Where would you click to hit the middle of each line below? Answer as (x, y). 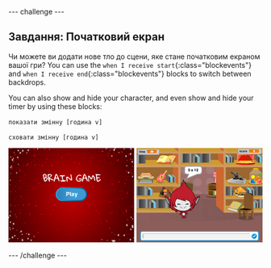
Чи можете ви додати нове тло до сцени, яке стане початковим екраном (134, 57)
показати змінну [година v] (56, 122)
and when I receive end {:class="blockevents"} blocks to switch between (130, 73)
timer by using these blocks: (55, 106)
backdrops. (27, 82)
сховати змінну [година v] (54, 137)
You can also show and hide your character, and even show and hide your (131, 98)
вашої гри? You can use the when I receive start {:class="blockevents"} (130, 65)
